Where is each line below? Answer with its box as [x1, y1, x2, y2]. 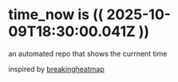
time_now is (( [8, 6, 104, 24]
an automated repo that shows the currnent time [8, 49, 168, 58]
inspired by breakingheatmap [8, 64, 105, 73]
